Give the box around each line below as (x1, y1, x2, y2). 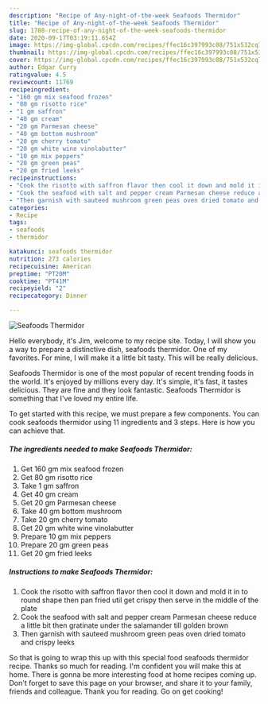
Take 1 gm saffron (20, 481, 80, 490)
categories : (9, 203, 49, 211)
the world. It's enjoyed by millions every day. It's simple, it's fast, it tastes (9, 377, 248, 386)
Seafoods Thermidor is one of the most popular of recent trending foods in (9, 369, 254, 377)
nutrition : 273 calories (9, 255, 91, 263)
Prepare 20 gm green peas (20, 540, 110, 549)
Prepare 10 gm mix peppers (20, 532, 111, 541)
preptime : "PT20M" (9, 269, 70, 278)
